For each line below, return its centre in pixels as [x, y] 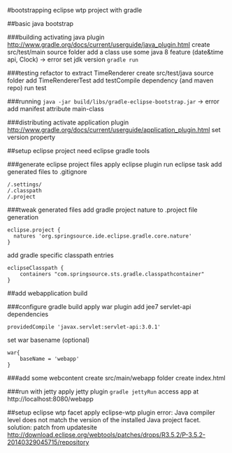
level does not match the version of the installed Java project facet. [104, 420]
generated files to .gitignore [47, 172]
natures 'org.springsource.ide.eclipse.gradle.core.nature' [103, 236]
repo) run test [27, 88]
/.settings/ [24, 185]
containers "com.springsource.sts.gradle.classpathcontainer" [112, 274]
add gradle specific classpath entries [60, 255]
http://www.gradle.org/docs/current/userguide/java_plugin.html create [109, 44]
